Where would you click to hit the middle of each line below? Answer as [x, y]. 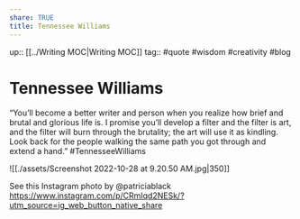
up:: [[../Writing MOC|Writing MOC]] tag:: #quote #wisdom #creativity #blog [150, 51]
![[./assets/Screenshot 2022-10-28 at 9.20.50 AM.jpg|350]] [119, 169]
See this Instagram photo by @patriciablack [91, 187]
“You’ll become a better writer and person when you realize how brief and [146, 113]
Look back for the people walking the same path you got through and [138, 141]
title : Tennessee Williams [60, 26]
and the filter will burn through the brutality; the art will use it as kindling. [144, 132]
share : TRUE [32, 18]
